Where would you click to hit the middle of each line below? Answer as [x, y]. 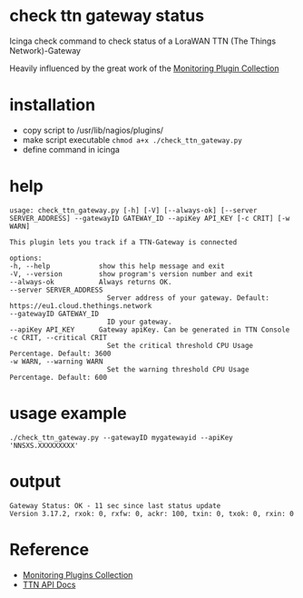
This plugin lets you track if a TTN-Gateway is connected [123, 242]
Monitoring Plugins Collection [78, 574]
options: [26, 258]
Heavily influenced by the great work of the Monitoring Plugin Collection [144, 68]
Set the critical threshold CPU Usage [180, 345]
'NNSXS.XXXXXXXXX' [44, 445]
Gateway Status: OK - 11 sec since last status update [115, 505]
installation [53, 105]
